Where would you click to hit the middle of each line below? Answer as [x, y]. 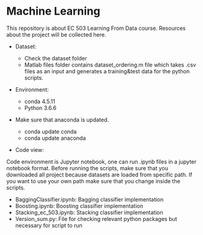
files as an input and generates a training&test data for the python [107, 71]
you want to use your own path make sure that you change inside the [93, 181]
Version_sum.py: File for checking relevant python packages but [96, 219]
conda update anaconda [55, 138]
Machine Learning [54, 11]
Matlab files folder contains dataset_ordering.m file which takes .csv [110, 65]
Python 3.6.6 [40, 107]
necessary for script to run [49, 225]
